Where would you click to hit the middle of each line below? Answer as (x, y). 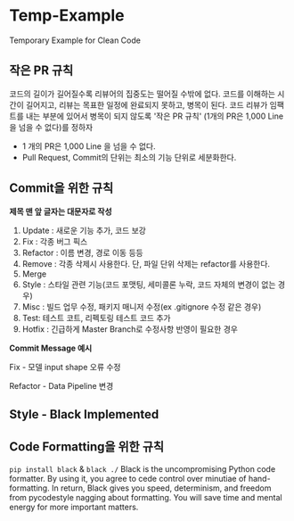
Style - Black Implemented (84, 414)
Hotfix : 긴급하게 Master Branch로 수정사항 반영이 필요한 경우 (130, 329)
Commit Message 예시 (51, 348)
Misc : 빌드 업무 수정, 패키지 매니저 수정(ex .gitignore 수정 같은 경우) (142, 306)
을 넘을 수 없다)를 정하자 (51, 127)
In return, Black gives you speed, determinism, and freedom (162, 488)
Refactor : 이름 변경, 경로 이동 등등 (83, 252)
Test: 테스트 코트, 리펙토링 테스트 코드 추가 (96, 318)
